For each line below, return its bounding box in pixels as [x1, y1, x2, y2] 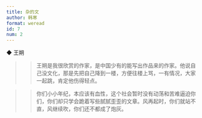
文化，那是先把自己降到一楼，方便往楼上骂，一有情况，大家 [47, 69, 196, 77]
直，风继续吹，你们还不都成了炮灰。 [36, 105, 127, 113]
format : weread [6, 20, 45, 26]
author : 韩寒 [6, 15, 38, 21]
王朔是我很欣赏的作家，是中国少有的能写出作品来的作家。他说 [36, 62, 191, 69]
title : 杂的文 [6, 9, 39, 15]
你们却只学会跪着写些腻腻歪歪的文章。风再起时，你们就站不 [47, 98, 196, 105]
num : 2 [6, 32, 23, 38]
